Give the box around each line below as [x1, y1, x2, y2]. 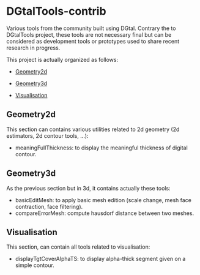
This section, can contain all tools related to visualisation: [6, 243, 150, 251]
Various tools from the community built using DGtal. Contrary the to [6, 24, 176, 32]
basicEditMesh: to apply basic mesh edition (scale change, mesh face [15, 196, 191, 203]
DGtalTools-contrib [6, 4, 106, 18]
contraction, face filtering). [15, 203, 83, 210]
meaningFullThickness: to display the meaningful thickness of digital [15, 144, 188, 151]
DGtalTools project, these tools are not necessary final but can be [6, 31, 172, 38]
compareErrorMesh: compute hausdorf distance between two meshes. [15, 209, 194, 217]
